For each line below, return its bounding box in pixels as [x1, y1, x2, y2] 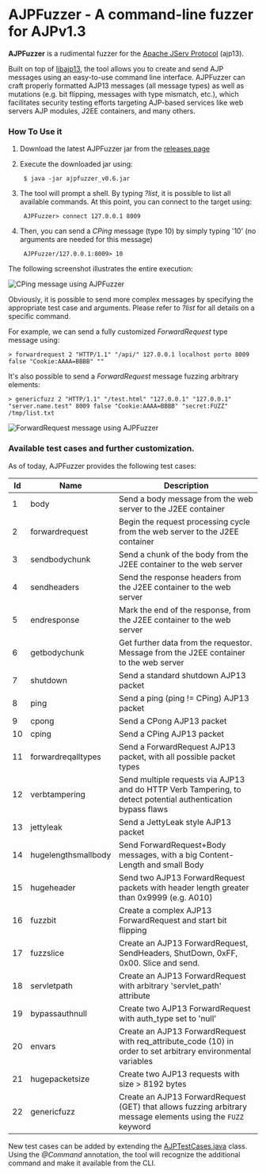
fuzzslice [30, 947, 65, 958]
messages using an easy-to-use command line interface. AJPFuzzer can [8, 72, 245, 82]
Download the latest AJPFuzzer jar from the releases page [19, 144, 211, 154]
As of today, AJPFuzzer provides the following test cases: [8, 461, 196, 470]
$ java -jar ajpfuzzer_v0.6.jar [23, 175, 131, 183]
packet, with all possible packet [118, 751, 236, 762]
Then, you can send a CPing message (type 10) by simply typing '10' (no [19, 226, 256, 236]
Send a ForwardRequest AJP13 [118, 741, 236, 752]
